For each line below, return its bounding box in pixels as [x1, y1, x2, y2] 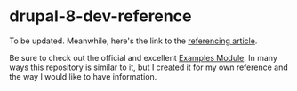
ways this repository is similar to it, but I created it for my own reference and [9, 62, 289, 72]
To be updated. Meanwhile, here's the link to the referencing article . [9, 35, 258, 46]
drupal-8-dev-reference [9, 6, 192, 27]
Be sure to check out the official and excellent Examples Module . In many [9, 52, 278, 63]
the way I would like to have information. [9, 71, 157, 81]
